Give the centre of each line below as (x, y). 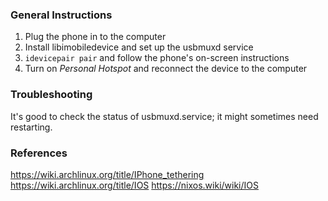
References (39, 153)
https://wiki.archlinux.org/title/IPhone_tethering (107, 174)
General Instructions (61, 15)
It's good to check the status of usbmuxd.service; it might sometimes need (164, 116)
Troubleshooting (51, 95)
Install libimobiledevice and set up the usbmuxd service (139, 47)
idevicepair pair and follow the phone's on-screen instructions (157, 58)
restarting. (31, 127)
